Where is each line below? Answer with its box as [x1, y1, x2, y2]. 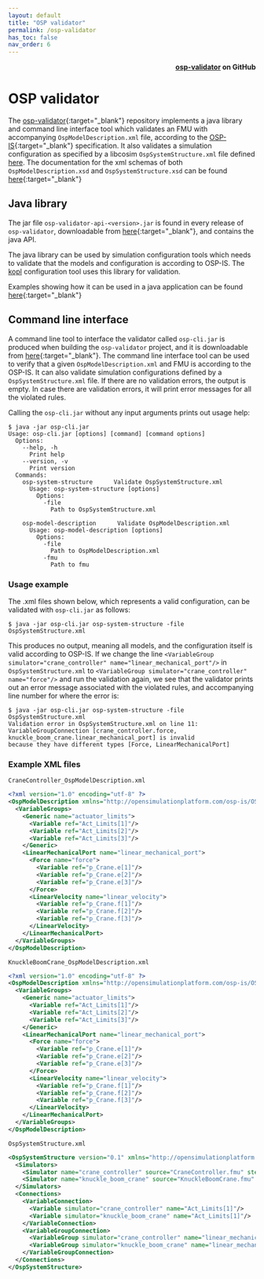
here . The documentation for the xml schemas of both [8, 158, 183, 168]
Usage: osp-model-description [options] [28, 526, 163, 534]
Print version [28, 464, 76, 472]
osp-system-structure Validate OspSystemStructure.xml [22, 477, 223, 486]
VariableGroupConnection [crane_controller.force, [8, 727, 178, 735]
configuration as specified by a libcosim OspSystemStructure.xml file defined [8, 149, 255, 159]
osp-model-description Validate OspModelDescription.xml [22, 519, 230, 527]
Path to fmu [49, 560, 90, 569]
